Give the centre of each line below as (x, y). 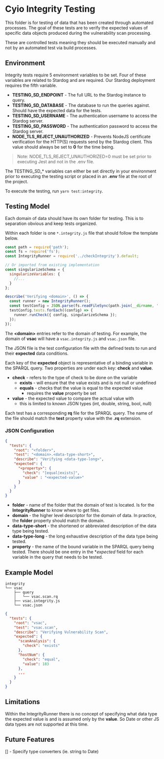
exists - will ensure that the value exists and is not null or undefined (88, 383)
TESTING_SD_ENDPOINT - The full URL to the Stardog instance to (79, 95)
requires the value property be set (61, 393)
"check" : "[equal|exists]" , (51, 473)
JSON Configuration (30, 431)
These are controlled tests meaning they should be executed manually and (80, 42)
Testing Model (27, 207)
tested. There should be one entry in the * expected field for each (78, 552)
